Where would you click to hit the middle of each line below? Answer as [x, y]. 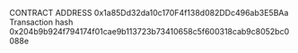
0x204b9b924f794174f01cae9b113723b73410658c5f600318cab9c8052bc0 [149, 31]
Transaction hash [41, 22]
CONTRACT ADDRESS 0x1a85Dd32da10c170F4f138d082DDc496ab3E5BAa [149, 13]
